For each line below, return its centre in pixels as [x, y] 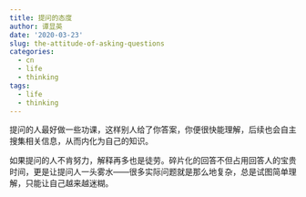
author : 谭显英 [36, 26]
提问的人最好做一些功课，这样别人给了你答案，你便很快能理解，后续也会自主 [153, 130]
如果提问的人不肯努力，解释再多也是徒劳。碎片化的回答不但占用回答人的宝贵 [153, 161]
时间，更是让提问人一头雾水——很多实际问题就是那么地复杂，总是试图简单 [149, 172]
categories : [32, 52]
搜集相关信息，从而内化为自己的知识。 [81, 141]
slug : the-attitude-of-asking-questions [87, 43]
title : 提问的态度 [41, 18]
